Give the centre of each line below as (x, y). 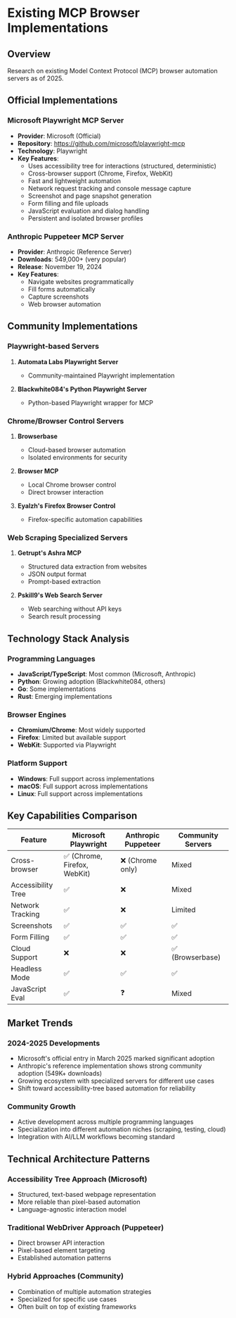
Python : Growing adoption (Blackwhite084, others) (92, 681)
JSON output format (57, 574)
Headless (26, 969)
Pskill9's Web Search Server (60, 595)
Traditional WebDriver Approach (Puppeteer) (86, 1227)
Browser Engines (37, 714)
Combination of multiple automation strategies (84, 1291)
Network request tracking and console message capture (110, 188)
